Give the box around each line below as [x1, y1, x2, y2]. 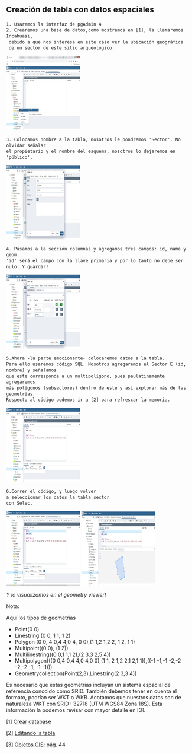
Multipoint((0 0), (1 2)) [14, 644, 69, 651]
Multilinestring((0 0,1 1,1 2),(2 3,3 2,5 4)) [14, 651, 111, 658]
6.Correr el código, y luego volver [6, 488, 96, 494]
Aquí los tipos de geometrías [6, 614, 76, 621]
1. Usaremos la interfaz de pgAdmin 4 [6, 21, 102, 27]
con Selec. [6, 500, 33, 506]
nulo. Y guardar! [6, 263, 49, 269]
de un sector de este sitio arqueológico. [8, 44, 115, 51]
